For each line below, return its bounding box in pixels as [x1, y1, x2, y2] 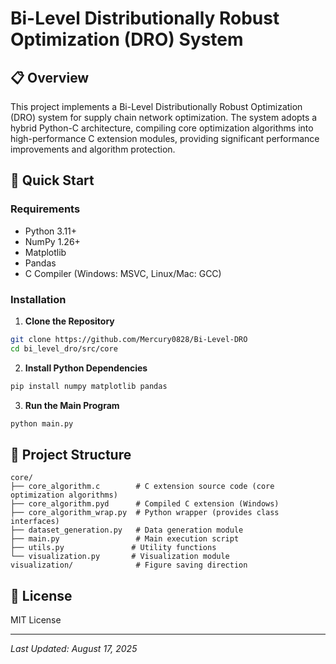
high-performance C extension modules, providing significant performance [10, 133, 320, 144]
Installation [10, 292, 67, 306]
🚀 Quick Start [10, 172, 95, 189]
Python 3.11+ [24, 225, 78, 237]
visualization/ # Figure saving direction [10, 560, 248, 571]
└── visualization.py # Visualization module [10, 552, 230, 562]
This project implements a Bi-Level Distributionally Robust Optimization [10, 101, 303, 112]
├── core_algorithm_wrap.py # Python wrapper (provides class [10, 508, 280, 518]
